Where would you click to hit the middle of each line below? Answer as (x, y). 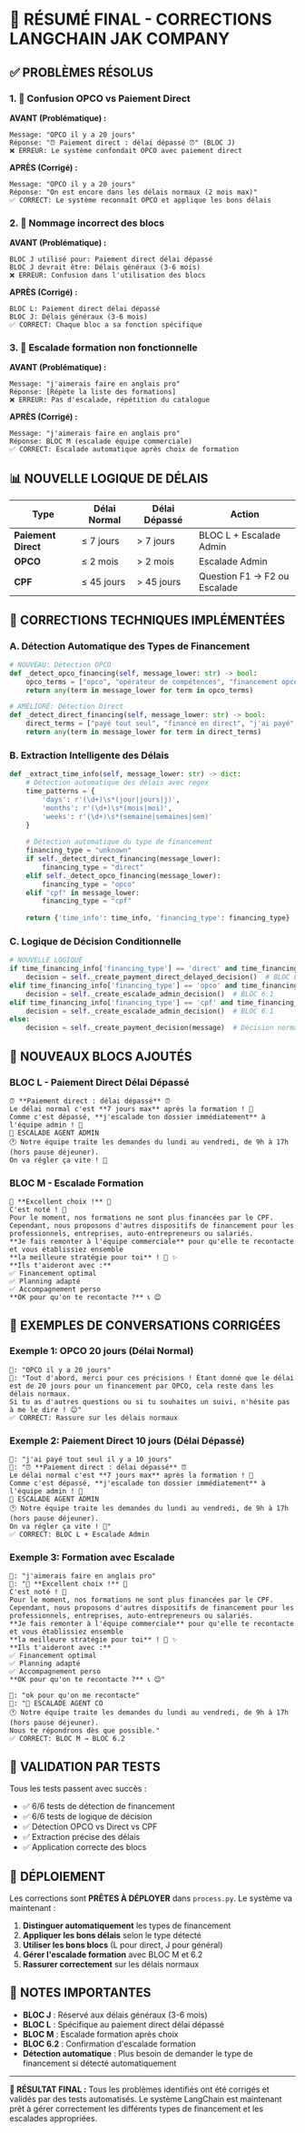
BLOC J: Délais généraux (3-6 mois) (79, 317)
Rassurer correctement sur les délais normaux (111, 1965)
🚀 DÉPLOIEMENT (58, 1876)
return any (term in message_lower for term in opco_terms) (140, 690)
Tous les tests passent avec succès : (78, 1789)
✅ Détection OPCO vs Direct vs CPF (90, 1827)
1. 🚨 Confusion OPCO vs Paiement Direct (100, 98)
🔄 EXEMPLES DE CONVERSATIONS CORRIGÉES (145, 1325)
